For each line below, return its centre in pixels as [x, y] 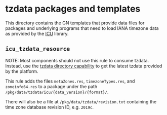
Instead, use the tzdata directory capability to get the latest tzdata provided [84, 66]
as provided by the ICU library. [37, 33]
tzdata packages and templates [73, 9]
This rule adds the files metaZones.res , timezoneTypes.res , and [70, 81]
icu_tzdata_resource [38, 49]
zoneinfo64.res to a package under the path [51, 86]
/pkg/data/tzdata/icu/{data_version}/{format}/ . [57, 92]
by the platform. [22, 71]
